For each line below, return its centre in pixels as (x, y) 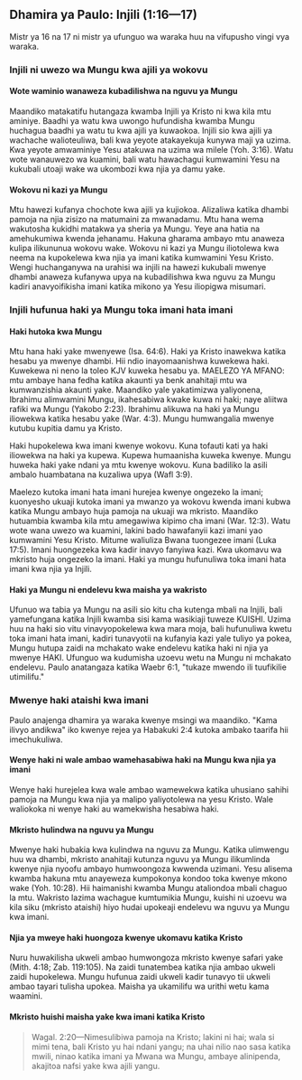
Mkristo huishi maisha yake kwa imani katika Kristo (107, 1017)
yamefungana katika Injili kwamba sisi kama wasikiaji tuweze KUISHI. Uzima (150, 619)
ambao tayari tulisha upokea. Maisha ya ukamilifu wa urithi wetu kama (139, 986)
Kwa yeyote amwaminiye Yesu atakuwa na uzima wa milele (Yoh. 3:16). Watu (151, 149)
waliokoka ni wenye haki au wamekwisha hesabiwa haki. (114, 809)
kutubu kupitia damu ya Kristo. (66, 428)
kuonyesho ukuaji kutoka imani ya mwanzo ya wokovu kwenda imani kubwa (150, 502)
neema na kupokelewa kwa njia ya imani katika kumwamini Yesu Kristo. (142, 258)
